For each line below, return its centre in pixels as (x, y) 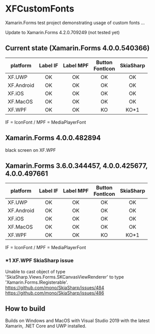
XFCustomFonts (40, 9)
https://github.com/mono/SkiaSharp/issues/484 (55, 287)
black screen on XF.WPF (31, 150)
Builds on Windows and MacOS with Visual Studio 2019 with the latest (77, 321)
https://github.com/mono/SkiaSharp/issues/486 (55, 293)
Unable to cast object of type (35, 271)
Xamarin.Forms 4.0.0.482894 (53, 138)
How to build (25, 309)
